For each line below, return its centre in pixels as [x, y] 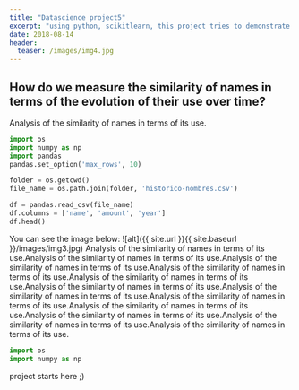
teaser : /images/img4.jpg [66, 51]
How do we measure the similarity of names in [141, 87]
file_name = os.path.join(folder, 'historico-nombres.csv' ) [124, 189]
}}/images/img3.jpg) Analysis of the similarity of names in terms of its [137, 248]
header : [24, 43]
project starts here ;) [47, 376]
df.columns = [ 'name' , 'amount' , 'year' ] [88, 213]
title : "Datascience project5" [68, 17]
